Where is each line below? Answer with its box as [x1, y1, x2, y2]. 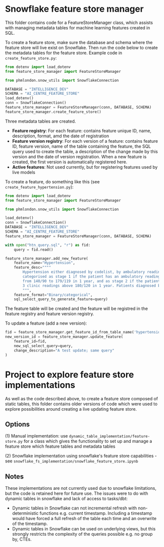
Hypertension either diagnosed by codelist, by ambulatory [22, 270, 145, 275]
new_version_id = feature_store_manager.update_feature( [5, 334, 123, 339]
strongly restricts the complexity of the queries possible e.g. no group [12, 531, 153, 537]
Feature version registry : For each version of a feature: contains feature [12, 138, 158, 144]
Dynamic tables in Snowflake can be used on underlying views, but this [12, 526, 156, 532]
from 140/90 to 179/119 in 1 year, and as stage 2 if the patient [22, 279, 161, 284]
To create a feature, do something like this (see [5, 178, 100, 184]
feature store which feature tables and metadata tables [5, 443, 116, 449]
